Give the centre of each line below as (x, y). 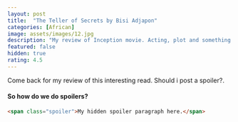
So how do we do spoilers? (48, 96)
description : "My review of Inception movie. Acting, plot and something (119, 40)
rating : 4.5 (25, 60)
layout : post (27, 14)
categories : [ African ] (41, 27)
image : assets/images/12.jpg (51, 34)
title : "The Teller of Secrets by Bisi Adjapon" (83, 21)
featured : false (31, 47)
